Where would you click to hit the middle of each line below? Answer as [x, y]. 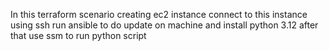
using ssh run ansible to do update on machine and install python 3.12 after [164, 25]
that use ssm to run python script [78, 35]
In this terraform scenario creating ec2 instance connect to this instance [159, 14]
